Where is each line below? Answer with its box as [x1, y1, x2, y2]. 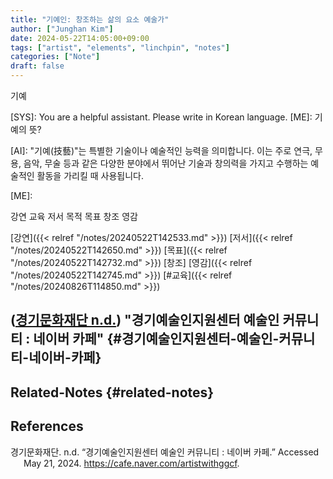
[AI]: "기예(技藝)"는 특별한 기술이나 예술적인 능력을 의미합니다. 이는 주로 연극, [10, 145, 313, 156]
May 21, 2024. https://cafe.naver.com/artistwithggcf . [23, 457, 240, 469]
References [10, 418, 84, 435]
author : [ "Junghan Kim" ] [10, 24, 114, 34]
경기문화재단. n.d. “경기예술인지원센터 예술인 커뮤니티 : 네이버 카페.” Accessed [10, 446, 320, 458]
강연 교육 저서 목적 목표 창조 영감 [10, 211, 138, 222]
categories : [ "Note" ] [10, 52, 101, 62]
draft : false [10, 61, 65, 71]
